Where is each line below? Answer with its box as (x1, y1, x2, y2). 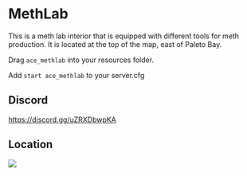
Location (8, 138, 53, 151)
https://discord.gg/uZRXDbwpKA (8, 115, 117, 124)
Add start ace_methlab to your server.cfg (8, 70, 145, 80)
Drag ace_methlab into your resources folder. (8, 55, 154, 65)
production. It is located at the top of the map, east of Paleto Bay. (8, 39, 222, 49)
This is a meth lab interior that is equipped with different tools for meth (8, 31, 240, 41)
